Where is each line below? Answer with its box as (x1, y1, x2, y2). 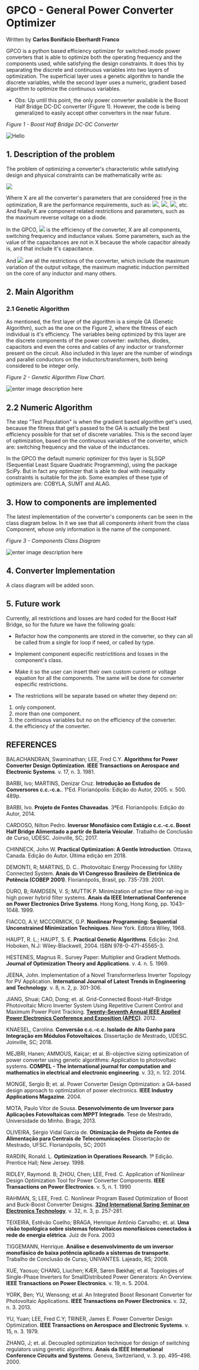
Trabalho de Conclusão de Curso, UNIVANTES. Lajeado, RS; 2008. (6, 1255, 169, 1263)
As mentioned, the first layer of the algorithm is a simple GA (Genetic (6, 318, 174, 325)
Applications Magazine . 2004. (6, 1093, 82, 1100)
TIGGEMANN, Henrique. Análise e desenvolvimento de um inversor (6, 1242, 174, 1250)
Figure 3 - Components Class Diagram (6, 538, 101, 545)
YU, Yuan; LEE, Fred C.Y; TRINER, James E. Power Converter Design (6, 1315, 173, 1322)
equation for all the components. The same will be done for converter (14, 674, 184, 681)
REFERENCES (6, 740, 57, 750)
